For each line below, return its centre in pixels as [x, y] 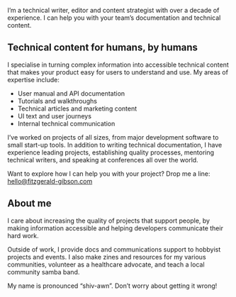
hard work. [23, 235]
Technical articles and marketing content [77, 108]
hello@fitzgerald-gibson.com [50, 181]
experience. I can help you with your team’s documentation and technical [114, 18]
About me [29, 204]
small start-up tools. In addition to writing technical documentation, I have [115, 145]
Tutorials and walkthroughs [57, 101]
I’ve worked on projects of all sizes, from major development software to [113, 137]
